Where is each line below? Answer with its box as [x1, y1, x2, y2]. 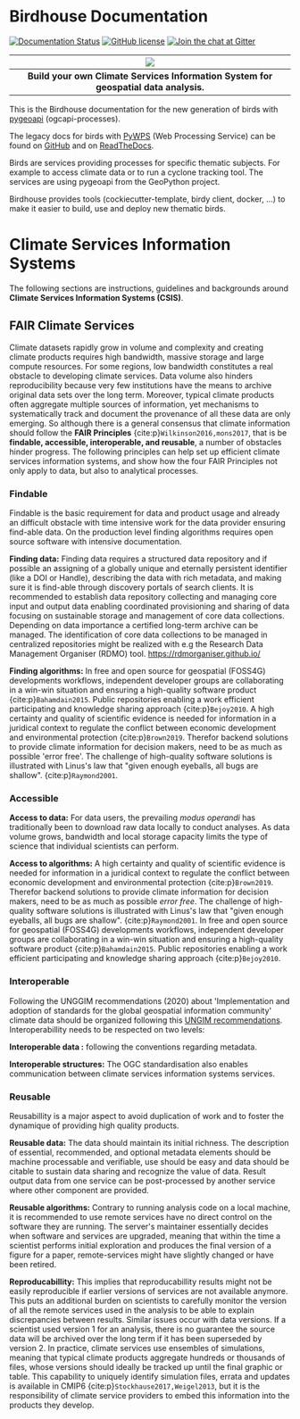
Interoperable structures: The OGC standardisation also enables [9, 1058, 248, 1069]
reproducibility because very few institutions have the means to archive [9, 379, 272, 390]
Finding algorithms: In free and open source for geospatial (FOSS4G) [9, 665, 266, 676]
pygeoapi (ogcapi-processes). [9, 113, 121, 124]
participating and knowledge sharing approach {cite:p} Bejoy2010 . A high [9, 703, 275, 714]
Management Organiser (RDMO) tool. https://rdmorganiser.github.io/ [9, 648, 261, 659]
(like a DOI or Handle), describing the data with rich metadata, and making [9, 572, 282, 583]
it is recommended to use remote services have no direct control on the [9, 1211, 272, 1222]
